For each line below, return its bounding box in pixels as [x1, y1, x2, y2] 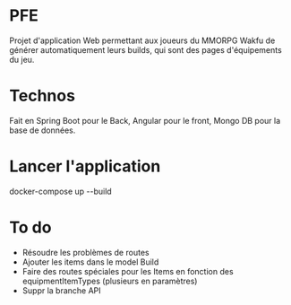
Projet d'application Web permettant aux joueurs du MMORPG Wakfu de [9, 35, 276, 46]
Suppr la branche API [21, 284, 101, 296]
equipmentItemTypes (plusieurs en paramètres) [21, 275, 198, 286]
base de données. [9, 125, 76, 135]
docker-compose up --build [9, 186, 112, 196]
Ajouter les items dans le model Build [21, 257, 159, 267]
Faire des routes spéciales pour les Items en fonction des [21, 266, 235, 276]
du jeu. [9, 54, 35, 65]
